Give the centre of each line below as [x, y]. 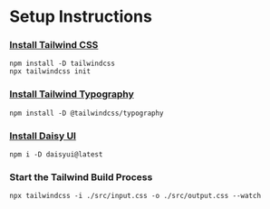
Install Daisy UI [43, 136]
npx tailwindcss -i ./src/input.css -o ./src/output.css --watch [135, 196]
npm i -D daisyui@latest [56, 155]
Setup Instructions [81, 17]
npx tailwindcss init [50, 71]
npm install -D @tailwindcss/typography [87, 113]
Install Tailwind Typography [72, 94]
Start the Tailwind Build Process [81, 177]
